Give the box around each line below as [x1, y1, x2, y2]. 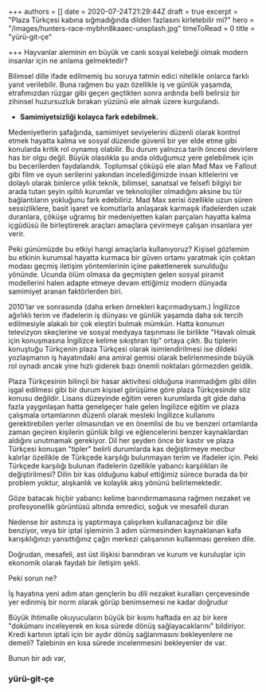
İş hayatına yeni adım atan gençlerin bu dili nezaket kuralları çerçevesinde [8, 589, 250, 598]
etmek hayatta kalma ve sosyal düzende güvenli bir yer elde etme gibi [8, 136, 237, 146]
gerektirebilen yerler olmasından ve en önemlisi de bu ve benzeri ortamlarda [8, 419, 258, 428]
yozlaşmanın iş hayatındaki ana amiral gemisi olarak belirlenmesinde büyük [8, 353, 255, 362]
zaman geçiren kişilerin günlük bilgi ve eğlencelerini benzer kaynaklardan [8, 427, 248, 437]
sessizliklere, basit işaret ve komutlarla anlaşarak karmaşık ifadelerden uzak [8, 204, 257, 213]
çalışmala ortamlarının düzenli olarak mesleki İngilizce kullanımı [8, 410, 215, 420]
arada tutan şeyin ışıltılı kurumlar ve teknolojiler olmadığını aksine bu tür [8, 187, 243, 196]
